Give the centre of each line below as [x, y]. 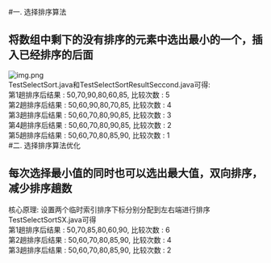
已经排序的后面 [56, 55]
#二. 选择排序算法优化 [44, 145]
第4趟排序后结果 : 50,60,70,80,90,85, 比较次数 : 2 [90, 125]
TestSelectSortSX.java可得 [52, 219]
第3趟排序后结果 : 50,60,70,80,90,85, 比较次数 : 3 [90, 115]
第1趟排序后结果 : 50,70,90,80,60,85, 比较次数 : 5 [89, 95]
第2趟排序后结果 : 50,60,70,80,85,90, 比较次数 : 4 [90, 240]
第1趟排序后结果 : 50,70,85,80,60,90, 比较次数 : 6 [90, 230]
